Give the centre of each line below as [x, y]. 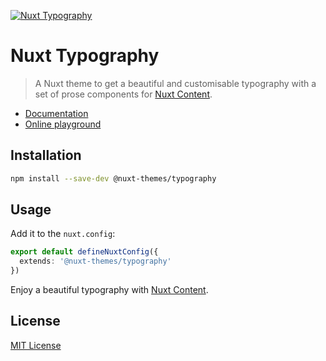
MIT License [36, 345]
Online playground [63, 124]
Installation [46, 155]
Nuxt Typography [85, 56]
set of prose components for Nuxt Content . [123, 94]
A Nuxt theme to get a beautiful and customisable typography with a [175, 83]
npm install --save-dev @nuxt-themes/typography [113, 178]
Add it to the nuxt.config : [63, 234]
